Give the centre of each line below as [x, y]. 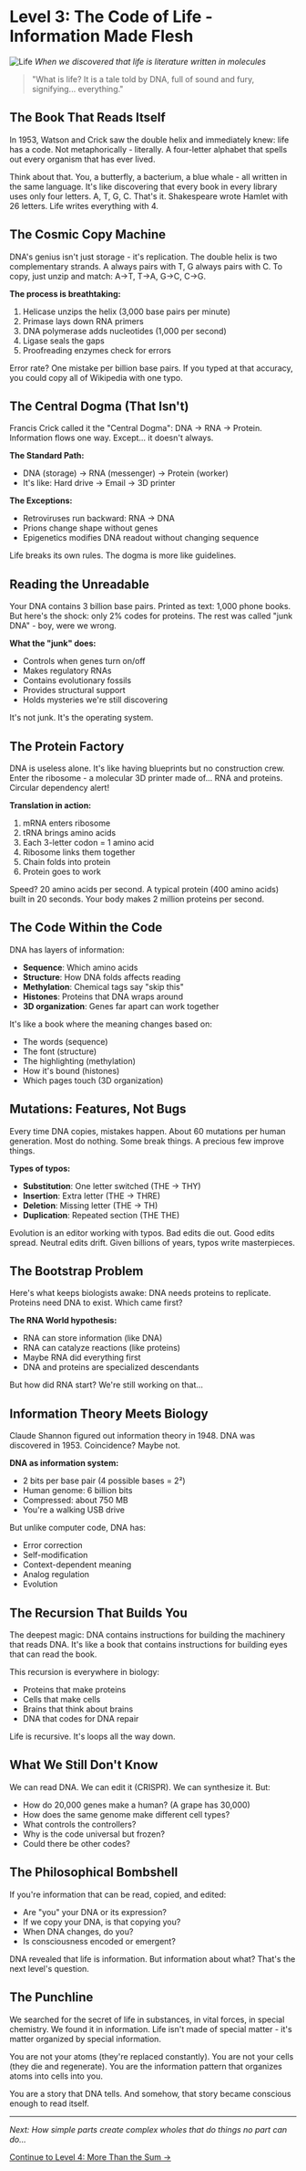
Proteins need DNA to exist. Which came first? [96, 1302]
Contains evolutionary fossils [77, 680]
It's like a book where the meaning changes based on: [111, 1024]
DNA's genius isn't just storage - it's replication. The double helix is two [143, 257]
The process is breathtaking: [65, 293]
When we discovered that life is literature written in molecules [151, 61]
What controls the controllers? [79, 1824]
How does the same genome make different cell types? [126, 1814]
